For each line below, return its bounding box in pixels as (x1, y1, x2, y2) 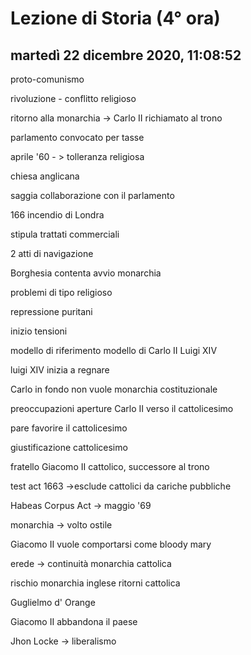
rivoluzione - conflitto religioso (10, 93, 137, 104)
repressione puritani (10, 306, 93, 317)
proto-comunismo (10, 73, 85, 85)
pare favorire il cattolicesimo (10, 422, 128, 434)
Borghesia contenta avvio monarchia (10, 267, 162, 279)
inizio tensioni (10, 325, 68, 337)
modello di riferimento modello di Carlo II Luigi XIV (10, 345, 218, 356)
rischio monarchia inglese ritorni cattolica (10, 577, 181, 589)
